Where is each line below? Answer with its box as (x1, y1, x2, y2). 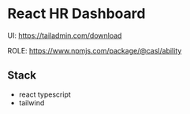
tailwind (18, 97, 45, 107)
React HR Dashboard (7, 5, 146, 23)
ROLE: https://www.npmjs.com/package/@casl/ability (7, 46, 182, 55)
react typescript (18, 90, 72, 99)
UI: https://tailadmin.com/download (7, 31, 122, 40)
